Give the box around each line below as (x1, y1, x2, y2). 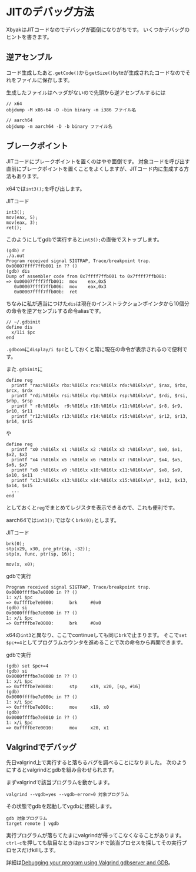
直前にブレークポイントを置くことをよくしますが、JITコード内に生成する (6, 165, 184, 172)
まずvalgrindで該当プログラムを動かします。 (6, 779, 113, 786)
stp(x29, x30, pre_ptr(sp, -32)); (6, 546, 91, 551)
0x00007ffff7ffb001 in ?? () (6, 263, 78, 269)
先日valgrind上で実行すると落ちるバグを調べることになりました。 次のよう (6, 759, 187, 766)
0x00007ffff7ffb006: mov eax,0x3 (14, 283, 107, 289)
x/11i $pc (11, 329, 35, 335)
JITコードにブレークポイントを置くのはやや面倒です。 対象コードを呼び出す (6, 157, 190, 165)
